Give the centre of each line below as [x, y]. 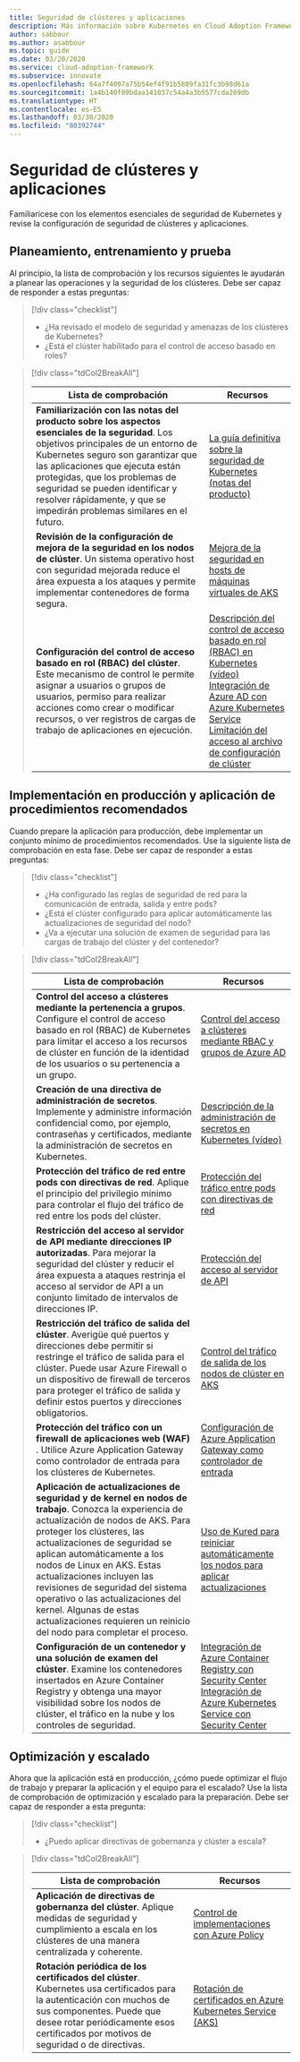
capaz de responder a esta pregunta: [77, 1807]
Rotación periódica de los [91, 1966]
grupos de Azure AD [243, 1052]
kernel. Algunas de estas [87, 1610]
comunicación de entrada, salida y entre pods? [130, 903]
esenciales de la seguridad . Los [104, 432]
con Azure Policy [229, 1935]
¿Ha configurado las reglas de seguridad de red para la [146, 894]
